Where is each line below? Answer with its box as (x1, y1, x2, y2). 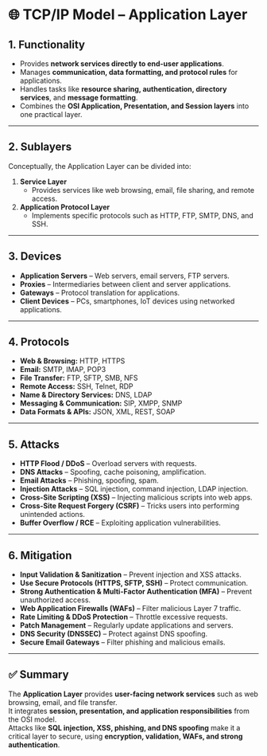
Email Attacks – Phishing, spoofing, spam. (19, 476, 159, 485)
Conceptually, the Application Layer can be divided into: (8, 161, 192, 170)
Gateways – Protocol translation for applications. (19, 288, 180, 297)
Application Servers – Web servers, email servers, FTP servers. (19, 271, 230, 280)
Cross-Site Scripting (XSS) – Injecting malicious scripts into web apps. (19, 492, 253, 503)
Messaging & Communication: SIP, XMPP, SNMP (19, 398, 183, 408)
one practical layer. (19, 110, 83, 119)
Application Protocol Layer (19, 202, 110, 212)
